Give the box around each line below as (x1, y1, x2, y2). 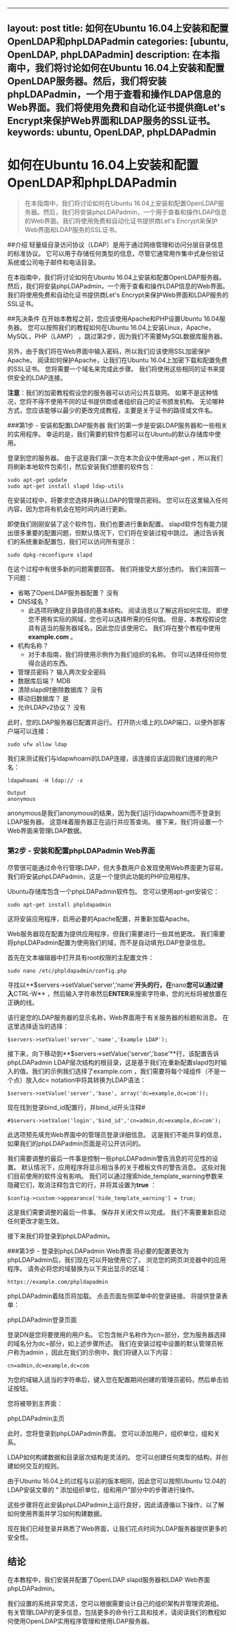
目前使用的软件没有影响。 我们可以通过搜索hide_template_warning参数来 (13, 1172, 223, 1180)
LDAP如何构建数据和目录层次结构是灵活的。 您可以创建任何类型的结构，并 (7, 1453, 223, 1461)
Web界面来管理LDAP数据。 (7, 826, 86, 835)
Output (7, 790, 27, 797)
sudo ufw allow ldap (7, 741, 68, 748)
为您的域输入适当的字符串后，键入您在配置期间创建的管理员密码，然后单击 (7, 1375, 223, 1384)
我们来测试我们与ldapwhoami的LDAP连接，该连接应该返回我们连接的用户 (7, 754, 219, 763)
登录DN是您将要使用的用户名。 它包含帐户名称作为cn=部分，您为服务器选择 (7, 1330, 227, 1339)
